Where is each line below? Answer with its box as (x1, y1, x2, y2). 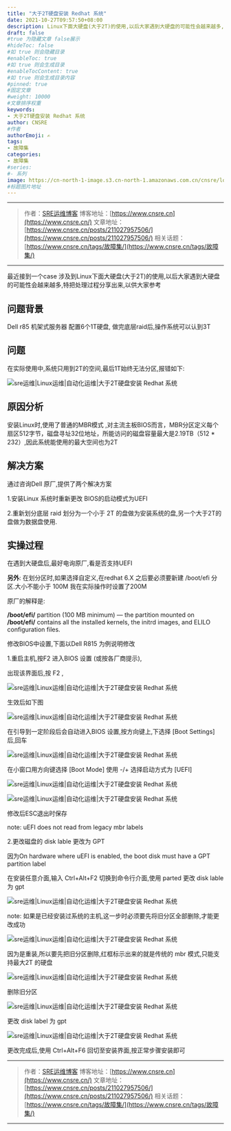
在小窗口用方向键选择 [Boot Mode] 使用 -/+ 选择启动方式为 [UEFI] (7, 766, 192, 774)
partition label (7, 859, 46, 868)
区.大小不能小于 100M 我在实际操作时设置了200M (7, 582, 147, 591)
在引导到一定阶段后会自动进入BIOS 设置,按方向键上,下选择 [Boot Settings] (7, 728, 215, 736)
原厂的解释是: (7, 597, 46, 605)
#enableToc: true (7, 55, 57, 62)
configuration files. (7, 625, 60, 634)
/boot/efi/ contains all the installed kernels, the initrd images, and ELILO (7, 618, 211, 626)
